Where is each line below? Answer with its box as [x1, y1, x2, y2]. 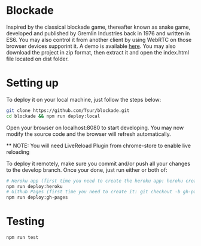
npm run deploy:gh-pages [6, 195, 68, 201]
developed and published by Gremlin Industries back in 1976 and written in [6, 29, 190, 37]
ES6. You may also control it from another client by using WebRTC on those [6, 36, 192, 43]
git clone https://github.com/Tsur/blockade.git [6, 107, 130, 114]
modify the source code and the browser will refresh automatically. [6, 130, 172, 138]
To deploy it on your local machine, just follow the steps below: [6, 96, 162, 103]
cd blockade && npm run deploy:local [6, 113, 100, 119]
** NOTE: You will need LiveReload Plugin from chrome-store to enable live [6, 142, 191, 149]
